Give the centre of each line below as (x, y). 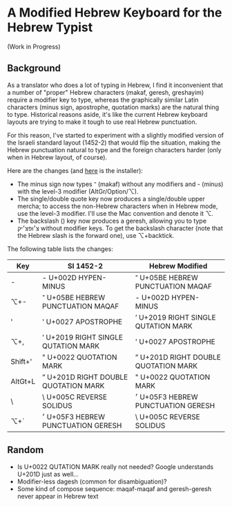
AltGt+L (23, 381)
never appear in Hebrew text (58, 496)
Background (34, 68)
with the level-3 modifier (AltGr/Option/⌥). (78, 191)
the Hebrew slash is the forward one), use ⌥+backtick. (96, 235)
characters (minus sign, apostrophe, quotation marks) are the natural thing (113, 107)
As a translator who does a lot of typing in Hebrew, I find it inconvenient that (115, 85)
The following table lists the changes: (60, 249)
